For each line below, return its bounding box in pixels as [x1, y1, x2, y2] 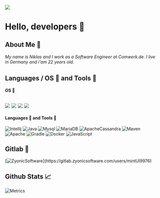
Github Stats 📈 [5, 172, 52, 181]
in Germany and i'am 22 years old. [5, 59, 74, 65]
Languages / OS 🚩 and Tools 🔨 [5, 74, 97, 82]
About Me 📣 [5, 40, 41, 48]
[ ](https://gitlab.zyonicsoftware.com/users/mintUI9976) [5, 158, 152, 164]
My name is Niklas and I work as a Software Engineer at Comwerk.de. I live [5, 54, 156, 60]
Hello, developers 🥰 [5, 21, 85, 32]
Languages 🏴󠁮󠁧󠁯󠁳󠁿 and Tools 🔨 [5, 115, 57, 121]
